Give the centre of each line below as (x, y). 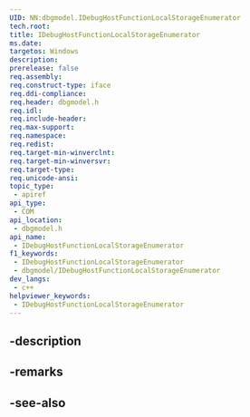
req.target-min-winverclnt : (62, 152)
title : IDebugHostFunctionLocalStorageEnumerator (105, 34)
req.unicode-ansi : (44, 178)
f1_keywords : (34, 254)
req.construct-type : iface (60, 85)
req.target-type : (42, 170)
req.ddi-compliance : (48, 93)
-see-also (38, 403)
